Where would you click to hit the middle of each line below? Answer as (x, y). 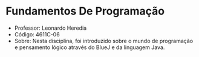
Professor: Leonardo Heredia (51, 28)
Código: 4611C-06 (37, 34)
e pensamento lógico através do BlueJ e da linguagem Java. (90, 47)
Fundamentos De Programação (85, 11)
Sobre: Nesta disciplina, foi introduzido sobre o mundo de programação (104, 41)
